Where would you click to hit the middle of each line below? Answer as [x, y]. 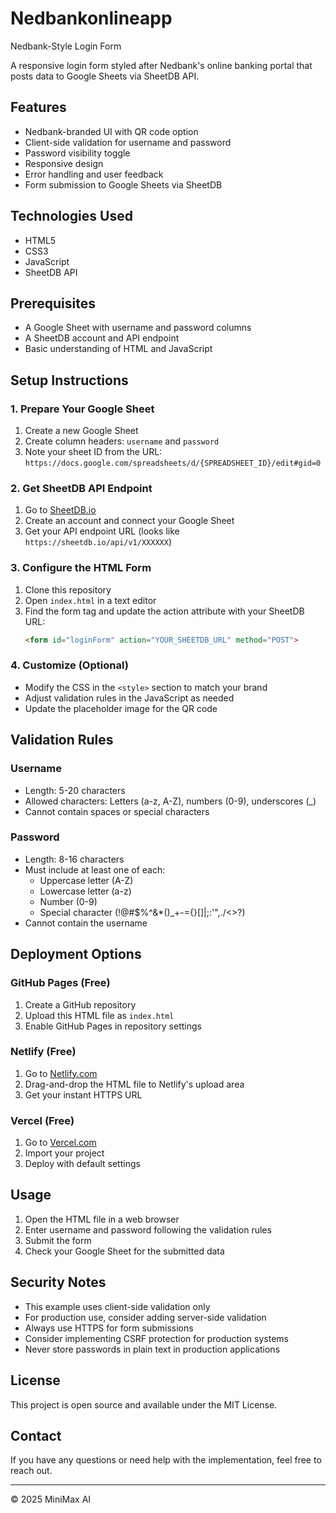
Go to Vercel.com [60, 1143]
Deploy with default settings [82, 1164]
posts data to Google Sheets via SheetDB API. [105, 76]
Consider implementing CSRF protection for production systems [156, 1338]
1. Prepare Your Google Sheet [82, 409]
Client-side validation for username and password [128, 142]
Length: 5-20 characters [75, 790]
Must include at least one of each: [95, 869]
